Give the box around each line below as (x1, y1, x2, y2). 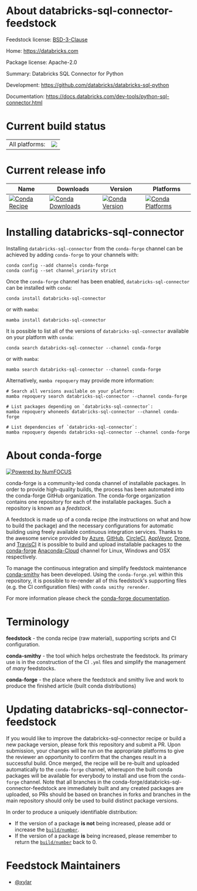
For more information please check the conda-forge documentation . (6, 594, 171, 602)
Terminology (6, 615, 69, 628)
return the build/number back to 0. (14, 838, 97, 845)
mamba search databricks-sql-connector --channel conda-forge (6, 367, 161, 372)
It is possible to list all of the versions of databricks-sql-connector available (6, 327, 189, 334)
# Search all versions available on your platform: (6, 388, 135, 394)
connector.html (6, 99, 43, 106)
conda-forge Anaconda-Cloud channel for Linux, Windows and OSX (6, 547, 171, 554)
